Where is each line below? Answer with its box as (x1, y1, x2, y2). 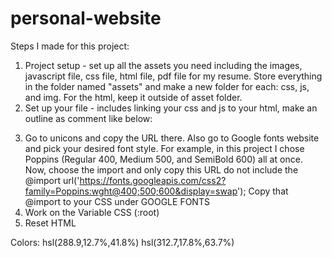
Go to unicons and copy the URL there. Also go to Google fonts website (24, 132, 320, 144)
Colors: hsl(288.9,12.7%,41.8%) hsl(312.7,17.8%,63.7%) (10, 236, 235, 248)
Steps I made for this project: (10, 40, 130, 52)
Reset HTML (24, 217, 77, 229)
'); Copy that (237, 185, 289, 197)
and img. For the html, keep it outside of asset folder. (24, 91, 243, 103)
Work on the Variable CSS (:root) (24, 206, 160, 218)
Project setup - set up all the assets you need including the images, (24, 59, 303, 71)
